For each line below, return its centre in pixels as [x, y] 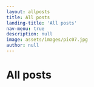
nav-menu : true [25, 28]
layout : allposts [28, 12]
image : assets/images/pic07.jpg [47, 40]
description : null [29, 34]
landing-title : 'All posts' [42, 23]
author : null [23, 46]
